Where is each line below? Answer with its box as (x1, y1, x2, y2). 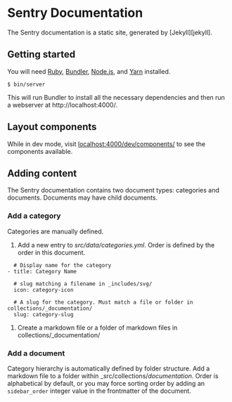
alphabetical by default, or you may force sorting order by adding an (7, 379, 205, 387)
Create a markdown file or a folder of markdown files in (17, 323, 178, 332)
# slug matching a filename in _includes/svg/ (13, 280, 153, 287)
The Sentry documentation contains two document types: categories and (7, 186, 220, 195)
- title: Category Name (7, 268, 77, 275)
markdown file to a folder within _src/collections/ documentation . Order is (7, 371, 219, 380)
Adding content (7, 167, 77, 179)
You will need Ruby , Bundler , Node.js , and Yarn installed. (7, 67, 171, 75)
